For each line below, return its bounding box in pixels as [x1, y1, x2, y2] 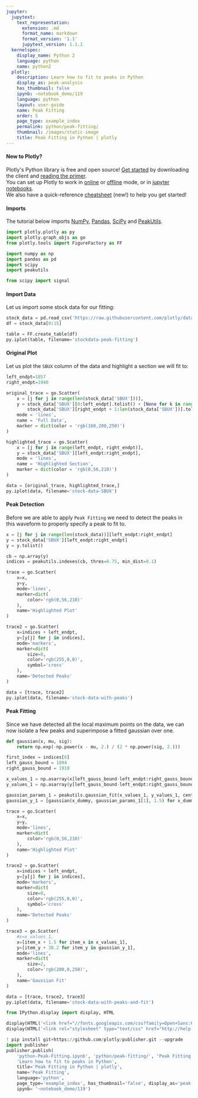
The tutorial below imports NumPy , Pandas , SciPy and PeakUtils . [6, 218, 163, 225]
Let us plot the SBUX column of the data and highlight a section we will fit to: [6, 363, 189, 370]
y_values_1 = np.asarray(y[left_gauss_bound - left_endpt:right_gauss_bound [6, 781, 194, 787]
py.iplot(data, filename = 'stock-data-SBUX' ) [6, 488, 117, 494]
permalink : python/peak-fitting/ [16, 124, 99, 130]
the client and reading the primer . [6, 172, 87, 179]
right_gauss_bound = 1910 [6, 765, 70, 771]
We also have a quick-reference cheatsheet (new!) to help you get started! [6, 191, 187, 198]
